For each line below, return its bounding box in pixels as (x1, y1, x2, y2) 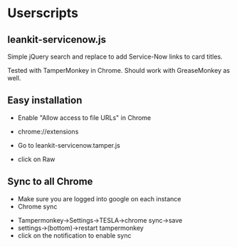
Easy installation (7, 94, 83, 106)
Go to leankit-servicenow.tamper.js (17, 141, 121, 149)
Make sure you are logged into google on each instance (17, 194, 181, 203)
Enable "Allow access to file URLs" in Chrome (17, 113, 152, 122)
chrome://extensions (17, 127, 79, 136)
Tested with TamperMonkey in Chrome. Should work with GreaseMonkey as (7, 66, 230, 74)
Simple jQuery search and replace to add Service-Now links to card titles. (7, 52, 223, 61)
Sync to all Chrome (7, 176, 93, 188)
